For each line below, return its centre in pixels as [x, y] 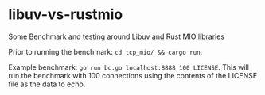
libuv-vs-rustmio [66, 15]
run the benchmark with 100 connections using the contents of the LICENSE [133, 75]
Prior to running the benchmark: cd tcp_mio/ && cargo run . [105, 51]
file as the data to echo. [47, 84]
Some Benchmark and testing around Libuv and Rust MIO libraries [117, 36]
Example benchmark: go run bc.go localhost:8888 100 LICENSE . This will [129, 67]
